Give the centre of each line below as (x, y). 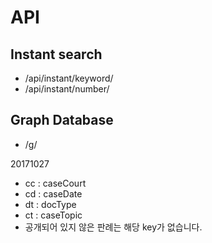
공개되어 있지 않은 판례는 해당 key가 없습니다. (113, 227)
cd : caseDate (53, 193)
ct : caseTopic (53, 215)
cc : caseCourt (55, 183)
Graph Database (62, 120)
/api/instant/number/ (67, 89)
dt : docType (50, 204)
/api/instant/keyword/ (69, 78)
